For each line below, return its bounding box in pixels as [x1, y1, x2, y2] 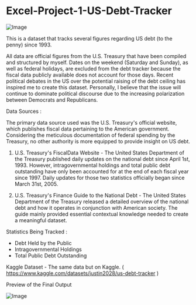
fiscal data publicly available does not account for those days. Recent [6, 71, 174, 78]
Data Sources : [6, 108, 42, 115]
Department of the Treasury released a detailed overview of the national [14, 198, 189, 205]
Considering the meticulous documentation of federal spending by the [6, 131, 176, 139]
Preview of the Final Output [6, 281, 72, 288]
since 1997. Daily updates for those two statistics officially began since [14, 174, 185, 181]
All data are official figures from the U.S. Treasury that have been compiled [6, 52, 187, 59]
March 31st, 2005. [14, 180, 59, 187]
